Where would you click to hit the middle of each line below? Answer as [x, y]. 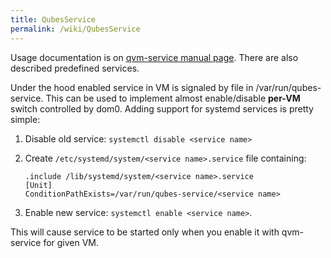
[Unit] [38, 185]
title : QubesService [53, 19]
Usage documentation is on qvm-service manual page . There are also [154, 57]
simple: [25, 119]
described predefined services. [75, 68]
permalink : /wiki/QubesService [75, 29]
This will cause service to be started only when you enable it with [145, 232]
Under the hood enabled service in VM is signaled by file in [132, 87]
